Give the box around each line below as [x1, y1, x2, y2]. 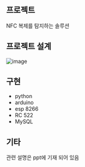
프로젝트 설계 [6, 41, 52, 51]
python [14, 93, 33, 100]
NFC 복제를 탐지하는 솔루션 [6, 22, 70, 29]
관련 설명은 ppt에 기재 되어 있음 [6, 154, 79, 161]
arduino [14, 99, 34, 106]
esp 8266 [14, 105, 39, 113]
